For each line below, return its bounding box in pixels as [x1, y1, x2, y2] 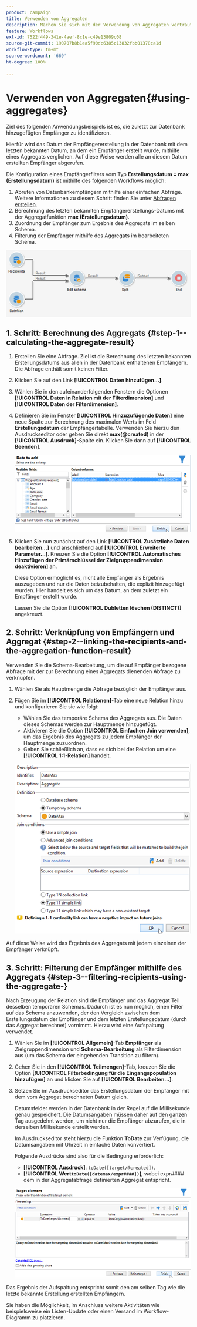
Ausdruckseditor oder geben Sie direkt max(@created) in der [14, 431, 164, 438]
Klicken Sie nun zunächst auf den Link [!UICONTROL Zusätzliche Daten [14, 538, 189, 545]
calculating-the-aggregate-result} [6, 337, 135, 347]
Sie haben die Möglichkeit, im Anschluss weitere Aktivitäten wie [6, 1302, 160, 1309]
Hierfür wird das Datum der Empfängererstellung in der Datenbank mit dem [6, 141, 188, 148]
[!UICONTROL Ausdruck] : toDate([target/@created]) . [23, 1164, 156, 1171]
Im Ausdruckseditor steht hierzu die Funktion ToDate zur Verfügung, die [14, 1135, 189, 1142]
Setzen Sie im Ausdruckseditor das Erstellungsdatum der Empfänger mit [14, 1087, 189, 1094]
